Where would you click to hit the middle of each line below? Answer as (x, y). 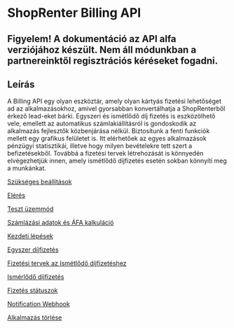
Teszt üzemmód (30, 209)
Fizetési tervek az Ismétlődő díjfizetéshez (67, 264)
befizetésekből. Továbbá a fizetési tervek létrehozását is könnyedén (105, 153)
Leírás (21, 84)
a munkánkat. (27, 168)
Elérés (16, 196)
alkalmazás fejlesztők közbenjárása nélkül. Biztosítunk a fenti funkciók (109, 131)
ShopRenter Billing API (74, 13)
